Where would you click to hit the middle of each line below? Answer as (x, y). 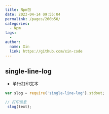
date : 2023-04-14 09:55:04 (33, 14)
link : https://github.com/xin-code (46, 51)
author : (13, 42)
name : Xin (19, 47)
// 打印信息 (16, 102)
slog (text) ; (19, 107)
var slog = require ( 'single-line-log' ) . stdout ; (55, 93)
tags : (11, 33)
